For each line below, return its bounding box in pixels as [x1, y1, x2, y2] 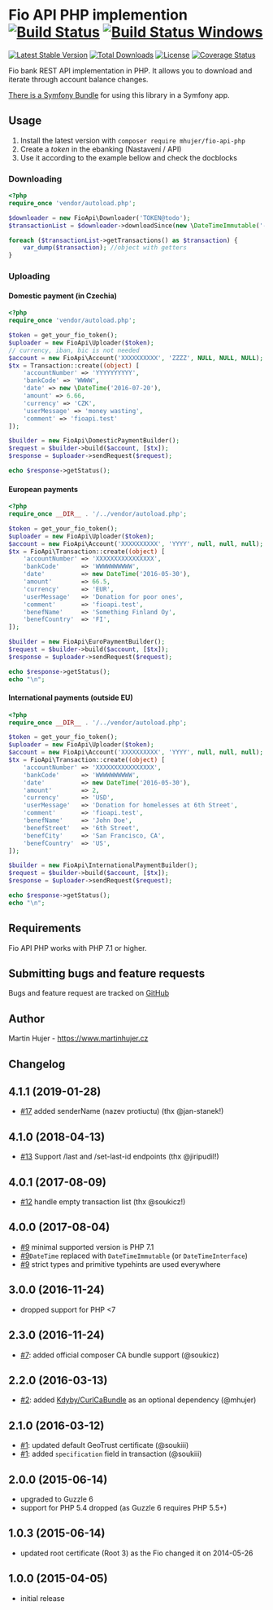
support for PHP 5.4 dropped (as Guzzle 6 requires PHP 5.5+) [19, 1502, 227, 1512]
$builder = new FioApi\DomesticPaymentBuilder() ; [8, 437, 180, 445]
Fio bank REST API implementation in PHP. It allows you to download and [8, 65, 253, 75]
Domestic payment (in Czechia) [8, 291, 118, 301]
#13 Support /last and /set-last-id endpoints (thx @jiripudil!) [19, 1151, 219, 1162]
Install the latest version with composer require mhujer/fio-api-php [19, 135, 245, 145]
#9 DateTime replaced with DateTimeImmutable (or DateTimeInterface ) [19, 1251, 248, 1260]
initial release [19, 1593, 65, 1603]
